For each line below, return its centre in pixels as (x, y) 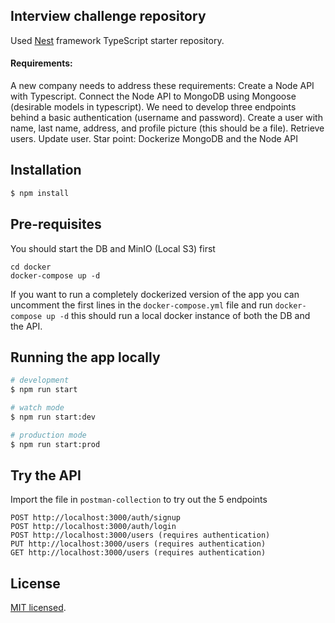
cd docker (31, 267)
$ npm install (40, 193)
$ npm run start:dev (53, 417)
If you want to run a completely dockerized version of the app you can (155, 294)
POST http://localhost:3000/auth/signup (96, 518)
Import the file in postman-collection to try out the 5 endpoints (139, 500)
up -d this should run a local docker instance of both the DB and (178, 315)
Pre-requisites (56, 224)
